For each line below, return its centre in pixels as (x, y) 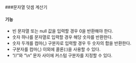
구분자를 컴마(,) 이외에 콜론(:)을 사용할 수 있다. (56, 49)
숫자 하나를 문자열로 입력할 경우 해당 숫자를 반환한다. (62, 37)
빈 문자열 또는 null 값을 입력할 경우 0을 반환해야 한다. (63, 31)
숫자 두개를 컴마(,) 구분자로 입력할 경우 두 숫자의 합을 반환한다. (72, 43)
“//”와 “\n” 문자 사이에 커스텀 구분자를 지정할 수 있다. (62, 56)
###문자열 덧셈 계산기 (26, 7)
